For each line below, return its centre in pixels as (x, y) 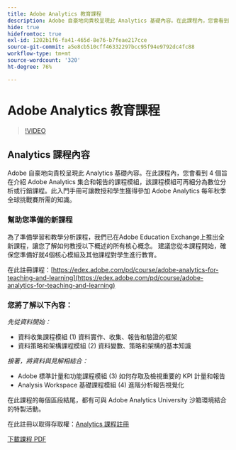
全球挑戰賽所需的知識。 (41, 200)
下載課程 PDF (27, 439)
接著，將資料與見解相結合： (48, 360)
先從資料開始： (29, 321)
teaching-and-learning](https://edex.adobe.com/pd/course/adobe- (106, 277)
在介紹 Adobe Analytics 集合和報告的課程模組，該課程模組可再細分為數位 (114, 182)
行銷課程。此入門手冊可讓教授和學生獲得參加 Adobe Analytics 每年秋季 (123, 191)
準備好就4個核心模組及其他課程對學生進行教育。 (90, 255)
